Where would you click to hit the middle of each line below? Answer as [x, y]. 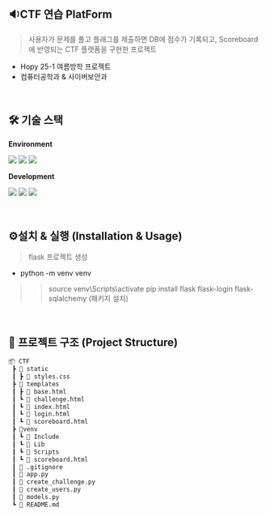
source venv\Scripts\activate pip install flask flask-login [140, 289]
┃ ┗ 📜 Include [36, 437]
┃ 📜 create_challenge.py [53, 482]
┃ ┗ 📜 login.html [41, 414]
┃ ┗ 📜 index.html [41, 407]
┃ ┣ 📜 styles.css [41, 377]
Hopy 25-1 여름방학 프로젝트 [65, 66]
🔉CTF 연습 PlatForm [60, 15]
